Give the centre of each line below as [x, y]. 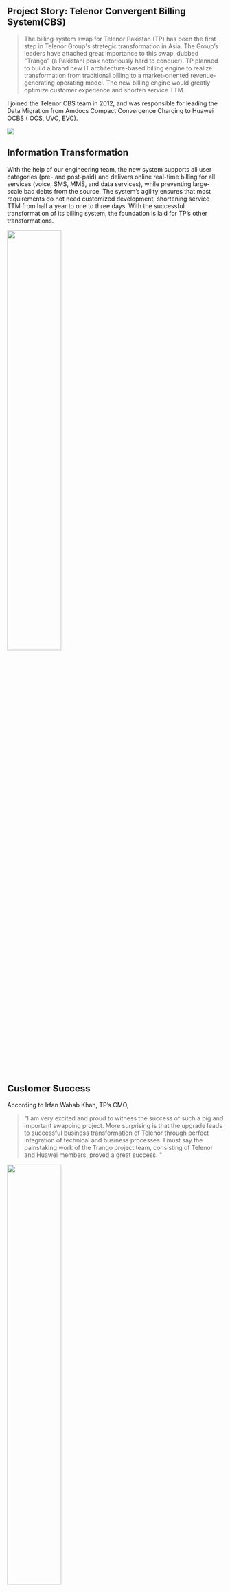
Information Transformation [68, 153]
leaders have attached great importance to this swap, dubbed [111, 53]
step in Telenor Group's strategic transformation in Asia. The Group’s [121, 46]
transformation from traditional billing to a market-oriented [106, 75]
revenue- [203, 75]
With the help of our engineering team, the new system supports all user [110, 169]
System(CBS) [37, 22]
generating [39, 83]
